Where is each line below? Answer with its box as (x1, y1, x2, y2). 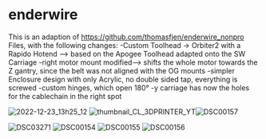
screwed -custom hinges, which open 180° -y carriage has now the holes (8, 82, 250, 93)
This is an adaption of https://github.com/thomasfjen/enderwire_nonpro (8, 32, 244, 42)
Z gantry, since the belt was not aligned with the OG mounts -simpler (8, 66, 236, 75)
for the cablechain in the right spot (8, 91, 122, 101)
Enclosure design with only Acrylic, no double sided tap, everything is (8, 74, 238, 84)
